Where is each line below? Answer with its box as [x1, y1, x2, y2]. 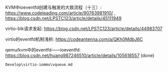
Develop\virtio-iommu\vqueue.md [5, 62, 73, 67]
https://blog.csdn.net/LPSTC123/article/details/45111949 [5, 15, 122, 21]
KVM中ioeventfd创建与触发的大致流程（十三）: [5, 4, 102, 10]
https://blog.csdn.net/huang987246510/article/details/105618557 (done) [5, 52, 154, 58]
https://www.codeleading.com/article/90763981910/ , [5, 10, 116, 16]
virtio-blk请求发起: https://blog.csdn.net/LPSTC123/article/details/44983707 [5, 25, 163, 31]
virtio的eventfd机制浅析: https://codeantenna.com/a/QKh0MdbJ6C [5, 36, 143, 42]
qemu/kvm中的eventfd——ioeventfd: [5, 47, 81, 52]
